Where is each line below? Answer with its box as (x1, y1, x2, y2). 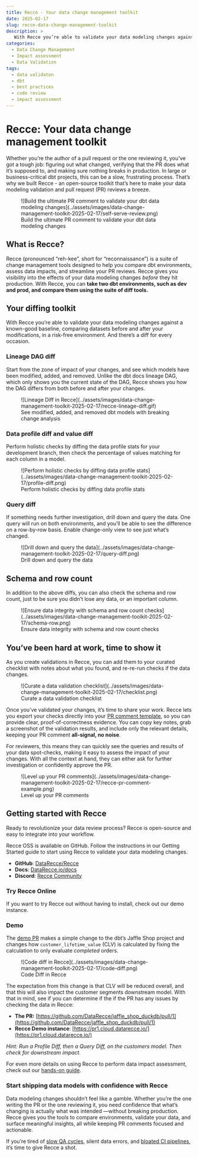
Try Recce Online (6, 887, 57, 895)
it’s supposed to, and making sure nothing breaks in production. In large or (6, 167, 187, 174)
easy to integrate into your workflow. (6, 831, 95, 838)
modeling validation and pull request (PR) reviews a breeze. (6, 186, 150, 193)
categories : (6, 41, 35, 47)
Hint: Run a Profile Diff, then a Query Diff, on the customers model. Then (6, 1043, 181, 1050)
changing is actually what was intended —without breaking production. (6, 1108, 179, 1115)
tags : (6, 65, 19, 71)
